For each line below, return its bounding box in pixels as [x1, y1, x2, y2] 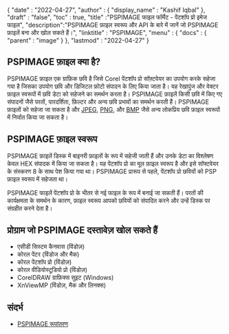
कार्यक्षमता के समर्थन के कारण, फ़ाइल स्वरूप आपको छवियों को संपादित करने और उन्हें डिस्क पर [7, 196, 211, 205]
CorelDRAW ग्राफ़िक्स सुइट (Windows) [17, 274, 114, 282]
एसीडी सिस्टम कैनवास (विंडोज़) [17, 243, 85, 251]
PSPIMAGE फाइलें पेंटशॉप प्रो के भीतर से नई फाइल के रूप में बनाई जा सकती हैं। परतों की [7, 188, 204, 197]
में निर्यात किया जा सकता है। [7, 113, 69, 121]
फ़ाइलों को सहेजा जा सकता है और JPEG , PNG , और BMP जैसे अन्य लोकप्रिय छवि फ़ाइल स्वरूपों [7, 105, 220, 113]
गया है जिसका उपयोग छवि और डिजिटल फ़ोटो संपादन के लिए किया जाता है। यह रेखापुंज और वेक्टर [7, 82, 219, 90]
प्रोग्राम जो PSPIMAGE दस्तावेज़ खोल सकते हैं [7, 225, 158, 236]
